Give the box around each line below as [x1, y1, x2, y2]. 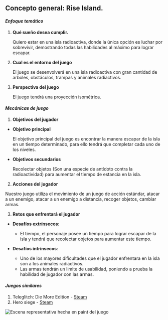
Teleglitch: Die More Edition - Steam [12, 294, 87, 300]
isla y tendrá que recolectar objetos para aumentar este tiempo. [20, 236, 152, 242]
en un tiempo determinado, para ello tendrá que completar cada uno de [12, 141, 160, 147]
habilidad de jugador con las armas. [20, 271, 94, 277]
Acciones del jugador [12, 181, 58, 187]
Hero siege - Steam [12, 299, 53, 305]
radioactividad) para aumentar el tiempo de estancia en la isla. [12, 171, 141, 177]
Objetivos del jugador [12, 116, 59, 122]
